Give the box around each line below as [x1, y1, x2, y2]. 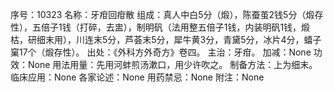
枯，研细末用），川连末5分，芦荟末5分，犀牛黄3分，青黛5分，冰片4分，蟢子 [10, 34, 322, 45]
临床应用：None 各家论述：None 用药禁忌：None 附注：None [10, 71, 265, 83]
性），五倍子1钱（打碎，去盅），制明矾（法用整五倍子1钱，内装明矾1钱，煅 [10, 21, 311, 33]
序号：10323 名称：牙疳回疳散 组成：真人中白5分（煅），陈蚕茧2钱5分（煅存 [10, 9, 324, 20]
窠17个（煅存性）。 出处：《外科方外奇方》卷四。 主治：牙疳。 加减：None [10, 46, 312, 58]
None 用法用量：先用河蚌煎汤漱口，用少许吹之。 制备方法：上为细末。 [27, 59, 318, 70]
